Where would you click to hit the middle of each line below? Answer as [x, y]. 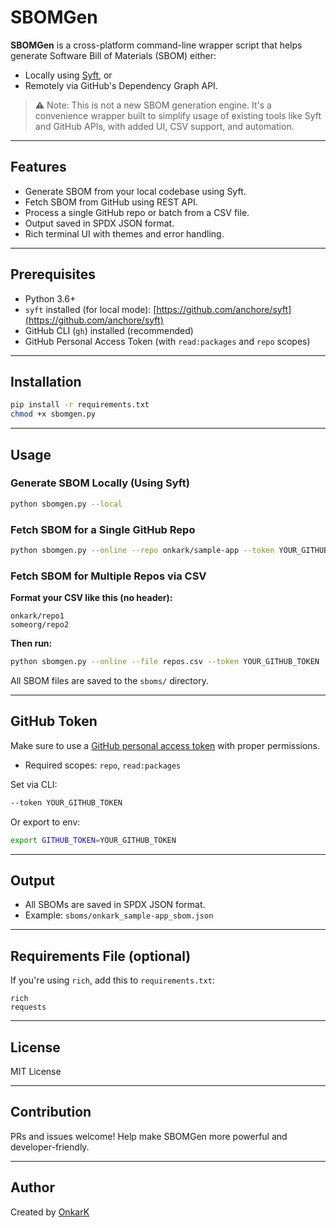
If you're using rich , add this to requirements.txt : [112, 980]
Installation [46, 381]
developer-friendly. [50, 1147]
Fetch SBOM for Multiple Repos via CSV [108, 576]
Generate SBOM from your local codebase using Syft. [135, 191]
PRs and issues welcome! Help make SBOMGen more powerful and [149, 1136]
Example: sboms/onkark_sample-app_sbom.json [119, 915]
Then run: [31, 643]
